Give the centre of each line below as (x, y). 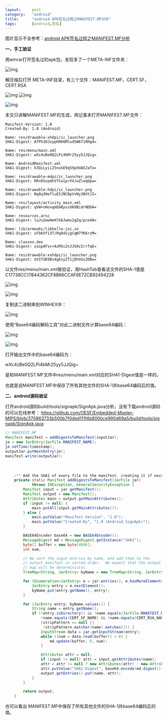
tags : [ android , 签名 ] (34, 24)
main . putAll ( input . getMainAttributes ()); (75, 508)
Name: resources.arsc (28, 216)
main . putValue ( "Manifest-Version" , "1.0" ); (77, 517)
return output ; (39, 692)
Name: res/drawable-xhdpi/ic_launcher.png (50, 137)
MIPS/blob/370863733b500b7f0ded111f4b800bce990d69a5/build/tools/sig (83, 418)
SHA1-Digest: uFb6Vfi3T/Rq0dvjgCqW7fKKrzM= (51, 234)
